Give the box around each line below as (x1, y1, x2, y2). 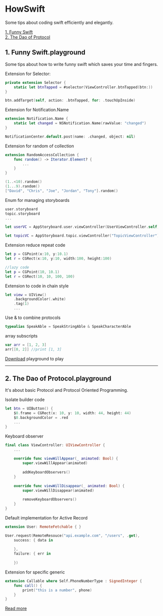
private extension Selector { (5, 80, 66, 85)
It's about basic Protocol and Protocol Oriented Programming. (5, 387, 129, 393)
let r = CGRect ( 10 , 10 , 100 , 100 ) (5, 274, 75, 279)
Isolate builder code (5, 397, 45, 403)
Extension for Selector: (5, 71, 51, 77)
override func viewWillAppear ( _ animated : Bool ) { (14, 456, 118, 461)
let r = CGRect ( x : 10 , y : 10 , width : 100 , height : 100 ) (5, 256, 112, 261)
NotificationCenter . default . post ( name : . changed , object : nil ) (5, 134, 136, 139)
